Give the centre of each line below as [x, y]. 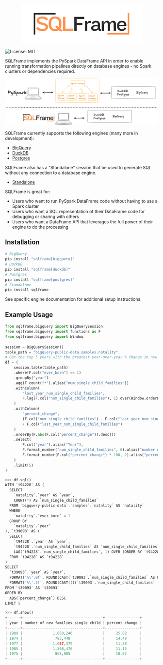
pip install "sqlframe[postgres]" [40, 280]
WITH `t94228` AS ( [25, 485]
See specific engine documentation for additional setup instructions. [73, 299]
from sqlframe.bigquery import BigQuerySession [54, 327]
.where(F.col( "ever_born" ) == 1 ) [48, 373]
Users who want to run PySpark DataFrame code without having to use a [85, 201]
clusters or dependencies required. [40, 71]
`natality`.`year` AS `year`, [44, 495]
